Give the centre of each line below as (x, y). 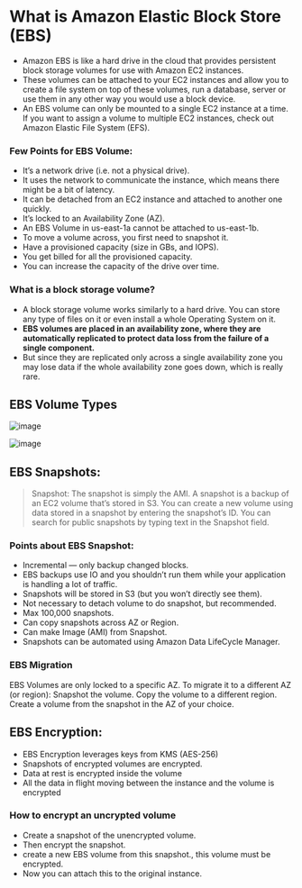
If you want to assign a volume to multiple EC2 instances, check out (148, 118)
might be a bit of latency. (69, 190)
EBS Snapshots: (55, 471)
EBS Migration (41, 666)
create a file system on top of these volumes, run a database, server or (154, 89)
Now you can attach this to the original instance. (112, 873)
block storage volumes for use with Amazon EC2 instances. (133, 70)
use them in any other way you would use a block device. (129, 99)
